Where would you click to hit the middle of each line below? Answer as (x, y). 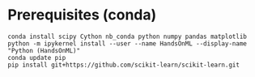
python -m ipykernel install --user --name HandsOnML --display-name (127, 43)
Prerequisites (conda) (82, 15)
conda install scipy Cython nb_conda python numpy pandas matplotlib (127, 36)
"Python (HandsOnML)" (44, 50)
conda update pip (37, 58)
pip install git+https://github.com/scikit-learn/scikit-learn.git (124, 65)
